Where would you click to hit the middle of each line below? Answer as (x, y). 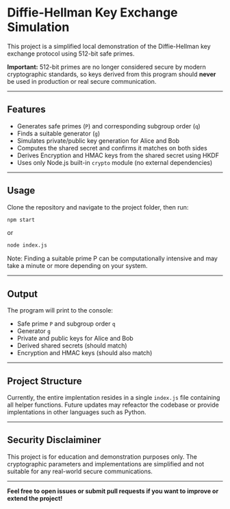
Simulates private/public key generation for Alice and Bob (98, 140)
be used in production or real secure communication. (82, 81)
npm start (21, 220)
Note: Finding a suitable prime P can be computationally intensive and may (112, 258)
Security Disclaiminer (54, 440)
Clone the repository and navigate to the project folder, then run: (98, 207)
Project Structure (44, 381)
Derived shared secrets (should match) (72, 346)
